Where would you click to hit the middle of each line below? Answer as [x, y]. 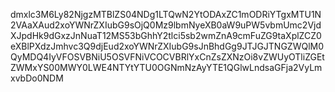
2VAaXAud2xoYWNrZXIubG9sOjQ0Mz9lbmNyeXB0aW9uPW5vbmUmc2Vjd [166, 25]
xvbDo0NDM [37, 78]
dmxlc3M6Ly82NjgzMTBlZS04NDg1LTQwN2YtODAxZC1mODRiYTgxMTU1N [166, 14]
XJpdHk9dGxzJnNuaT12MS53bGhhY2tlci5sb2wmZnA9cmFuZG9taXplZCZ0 [166, 35]
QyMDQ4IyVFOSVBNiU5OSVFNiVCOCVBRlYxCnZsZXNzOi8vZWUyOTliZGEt [167, 57]
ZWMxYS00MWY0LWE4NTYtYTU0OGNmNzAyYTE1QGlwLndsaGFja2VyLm [166, 67]
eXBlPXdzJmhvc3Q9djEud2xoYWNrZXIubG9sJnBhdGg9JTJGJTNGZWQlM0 [167, 46]
